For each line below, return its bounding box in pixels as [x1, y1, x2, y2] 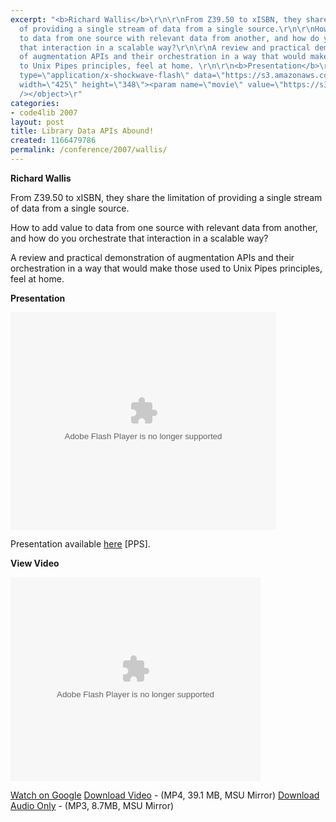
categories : [10, 98, 60, 108]
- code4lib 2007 [10, 107, 78, 118]
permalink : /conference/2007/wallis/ [10, 145, 168, 155]
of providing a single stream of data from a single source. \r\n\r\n [19, 24, 315, 34]
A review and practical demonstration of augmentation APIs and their [10, 251, 295, 263]
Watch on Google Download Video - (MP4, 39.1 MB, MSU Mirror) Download [10, 789, 320, 801]
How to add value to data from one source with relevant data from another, [10, 221, 318, 233]
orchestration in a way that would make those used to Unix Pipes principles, [10, 262, 323, 274]
